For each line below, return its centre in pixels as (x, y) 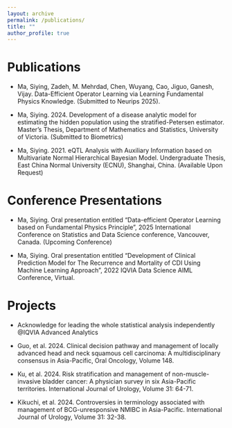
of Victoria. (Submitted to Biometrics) (70, 137)
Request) (30, 173)
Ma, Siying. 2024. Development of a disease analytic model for (107, 115)
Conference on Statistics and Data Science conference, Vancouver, (113, 235)
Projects (32, 306)
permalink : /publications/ (46, 20)
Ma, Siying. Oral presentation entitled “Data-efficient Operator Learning (119, 220)
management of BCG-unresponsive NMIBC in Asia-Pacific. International (120, 410)
